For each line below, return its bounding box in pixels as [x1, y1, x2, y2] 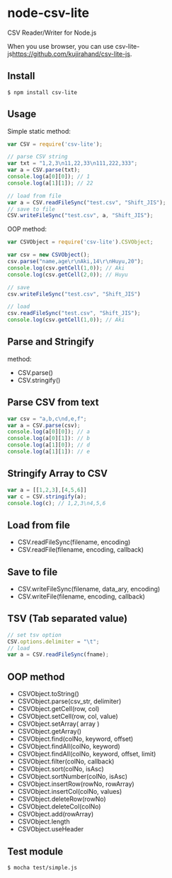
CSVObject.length [17, 817, 70, 826]
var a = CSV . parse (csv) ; [7, 422, 81, 429]
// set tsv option [7, 631, 62, 638]
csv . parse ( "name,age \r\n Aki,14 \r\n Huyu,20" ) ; [7, 258, 144, 265]
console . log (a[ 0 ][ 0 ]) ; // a [7, 428, 91, 436]
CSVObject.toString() [17, 690, 79, 698]
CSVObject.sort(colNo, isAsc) [17, 765, 104, 773]
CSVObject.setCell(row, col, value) [17, 712, 118, 721]
